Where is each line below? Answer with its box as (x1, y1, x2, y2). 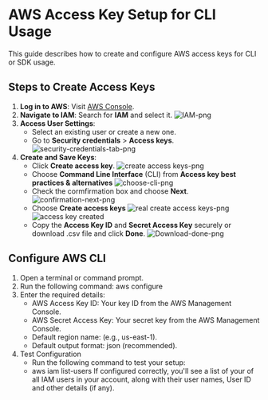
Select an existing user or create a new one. (31, 127, 177, 136)
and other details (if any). (31, 382, 115, 392)
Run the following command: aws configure (19, 281, 164, 291)
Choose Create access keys (31, 203, 126, 213)
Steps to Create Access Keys (8, 80, 156, 94)
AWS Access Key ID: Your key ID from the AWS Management (31, 298, 232, 308)
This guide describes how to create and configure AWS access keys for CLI (8, 49, 257, 58)
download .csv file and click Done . (31, 229, 146, 238)
